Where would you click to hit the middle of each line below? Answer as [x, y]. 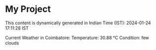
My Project [28, 9]
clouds [12, 43]
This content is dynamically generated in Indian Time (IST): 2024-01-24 [78, 23]
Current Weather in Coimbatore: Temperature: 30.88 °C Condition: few [77, 38]
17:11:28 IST [17, 28]
